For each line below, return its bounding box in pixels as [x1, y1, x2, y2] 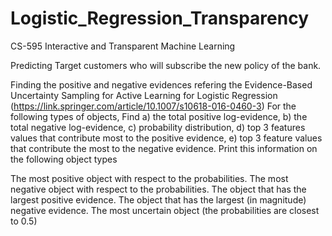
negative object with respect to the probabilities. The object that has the [10, 183, 307, 195]
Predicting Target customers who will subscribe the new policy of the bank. [10, 59, 322, 71]
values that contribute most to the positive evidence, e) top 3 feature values [10, 132, 323, 144]
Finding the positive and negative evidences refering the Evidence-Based [10, 78, 313, 91]
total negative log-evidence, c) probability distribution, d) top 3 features [10, 121, 306, 133]
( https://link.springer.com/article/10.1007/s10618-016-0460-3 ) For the [10, 100, 297, 112]
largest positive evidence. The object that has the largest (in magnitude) [10, 193, 307, 206]
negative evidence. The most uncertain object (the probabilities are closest [10, 204, 320, 216]
